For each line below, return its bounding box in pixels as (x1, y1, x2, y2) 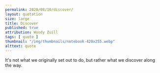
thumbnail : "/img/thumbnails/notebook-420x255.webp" (5, 39, 115, 44)
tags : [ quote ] (5, 35, 38, 40)
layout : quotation (5, 12, 43, 17)
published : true (5, 25, 38, 30)
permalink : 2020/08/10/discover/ (5, 7, 74, 12)
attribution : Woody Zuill (5, 30, 58, 35)
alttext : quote (5, 44, 36, 49)
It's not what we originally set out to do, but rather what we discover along (5, 57, 156, 63)
